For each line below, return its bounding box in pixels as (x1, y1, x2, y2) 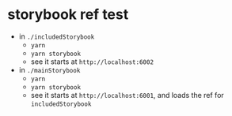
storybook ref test (7, 6, 129, 24)
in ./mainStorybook (18, 65, 81, 74)
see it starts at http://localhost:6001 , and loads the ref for (30, 90, 225, 99)
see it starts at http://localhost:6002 (30, 57, 154, 66)
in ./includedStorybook (18, 32, 95, 41)
